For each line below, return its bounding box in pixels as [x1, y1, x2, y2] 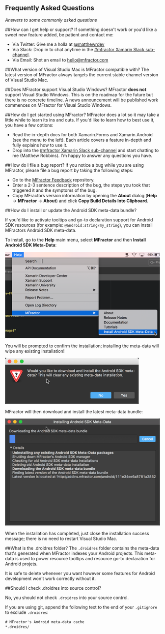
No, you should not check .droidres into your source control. [5, 595, 129, 601]
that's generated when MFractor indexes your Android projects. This [5, 550, 143, 556]
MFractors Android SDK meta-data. [5, 227, 77, 233]
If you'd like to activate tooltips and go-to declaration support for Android [5, 216, 153, 223]
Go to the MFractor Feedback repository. [12, 177, 95, 182]
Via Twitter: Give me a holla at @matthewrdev [12, 41, 105, 47]
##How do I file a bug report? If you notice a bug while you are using [5, 162, 144, 168]
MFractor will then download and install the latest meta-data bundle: [5, 409, 143, 415]
